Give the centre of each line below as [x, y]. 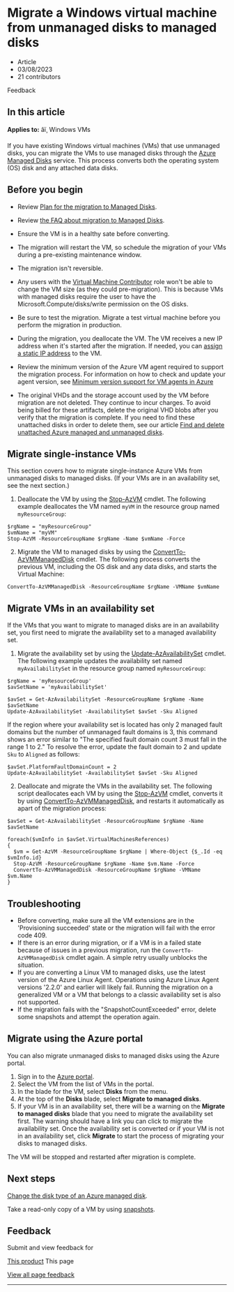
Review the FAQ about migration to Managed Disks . [91, 220]
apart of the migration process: [62, 808]
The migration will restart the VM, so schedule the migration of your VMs [122, 247]
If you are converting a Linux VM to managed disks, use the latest [111, 972]
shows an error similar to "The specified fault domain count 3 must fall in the [117, 740]
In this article [36, 112]
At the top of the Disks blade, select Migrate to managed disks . [109, 1099]
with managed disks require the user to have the [87, 296]
